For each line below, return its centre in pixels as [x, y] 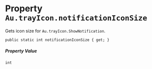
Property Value [21, 51]
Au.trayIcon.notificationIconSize [76, 18]
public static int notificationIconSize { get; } [57, 40]
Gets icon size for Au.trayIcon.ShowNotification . [55, 31]
